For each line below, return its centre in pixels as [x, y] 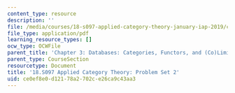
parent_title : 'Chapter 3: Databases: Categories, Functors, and [104, 53]
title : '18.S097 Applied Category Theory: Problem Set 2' [93, 72]
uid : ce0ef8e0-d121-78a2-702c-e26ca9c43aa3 [72, 79]
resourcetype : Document [42, 66]
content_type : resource [42, 14]
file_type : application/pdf [48, 33]
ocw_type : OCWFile [34, 46]
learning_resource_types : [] [50, 40]
